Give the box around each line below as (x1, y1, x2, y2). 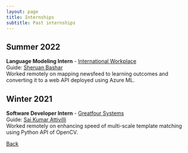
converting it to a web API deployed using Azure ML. (6, 77, 135, 84)
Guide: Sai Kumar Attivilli (6, 116, 67, 123)
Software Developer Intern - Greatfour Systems (6, 110, 124, 117)
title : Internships (6, 14, 55, 20)
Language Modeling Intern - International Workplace (6, 58, 137, 65)
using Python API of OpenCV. (6, 129, 79, 136)
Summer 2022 (6, 42, 61, 52)
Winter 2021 (6, 93, 52, 104)
